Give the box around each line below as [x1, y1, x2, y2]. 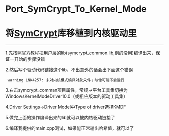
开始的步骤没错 [14, 56, 45, 62]
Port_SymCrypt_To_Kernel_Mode [5, 3, 147, 15]
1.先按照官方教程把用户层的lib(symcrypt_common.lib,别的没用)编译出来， [5, 50, 156, 56]
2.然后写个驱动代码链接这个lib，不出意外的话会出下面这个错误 [5, 67, 133, 73]
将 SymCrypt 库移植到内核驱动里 [5, 28, 137, 39]
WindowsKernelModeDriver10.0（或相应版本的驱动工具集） [5, 93, 128, 99]
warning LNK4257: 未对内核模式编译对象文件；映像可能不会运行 [7, 78, 125, 83]
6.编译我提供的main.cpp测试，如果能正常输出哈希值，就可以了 [5, 125, 134, 131]
